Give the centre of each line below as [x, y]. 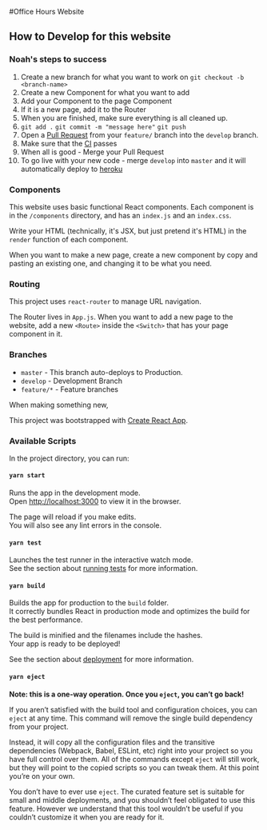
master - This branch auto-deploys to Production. [102, 372]
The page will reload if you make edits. [73, 517]
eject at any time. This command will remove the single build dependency [131, 718]
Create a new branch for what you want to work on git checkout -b [132, 77]
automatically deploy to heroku [72, 169]
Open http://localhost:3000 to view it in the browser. [95, 501]
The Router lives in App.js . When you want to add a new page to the [121, 317]
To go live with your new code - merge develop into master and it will [133, 160]
